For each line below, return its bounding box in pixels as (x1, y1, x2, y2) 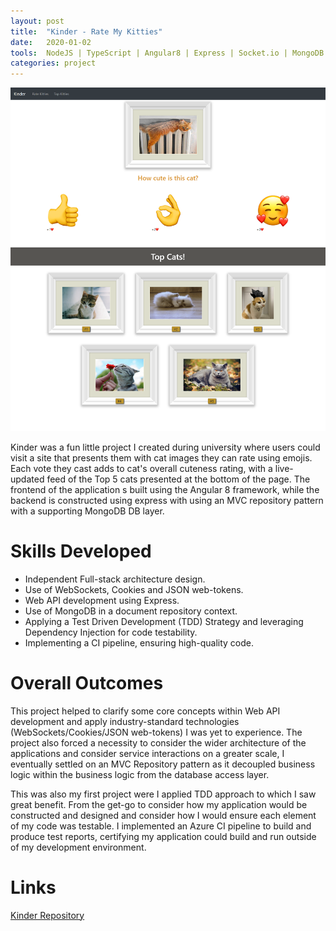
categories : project (10, 58, 97, 69)
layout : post (10, 16, 65, 26)
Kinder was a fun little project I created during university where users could (10, 441, 321, 453)
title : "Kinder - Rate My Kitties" (10, 26, 163, 37)
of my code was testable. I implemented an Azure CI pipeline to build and (10, 820, 312, 832)
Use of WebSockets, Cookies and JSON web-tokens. (24, 583, 244, 595)
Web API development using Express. (24, 594, 180, 606)
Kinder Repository (10, 909, 85, 921)
